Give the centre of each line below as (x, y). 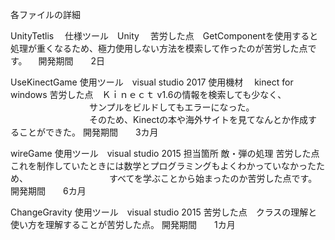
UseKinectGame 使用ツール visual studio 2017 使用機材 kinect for (152, 82)
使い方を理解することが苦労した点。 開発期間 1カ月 (123, 224)
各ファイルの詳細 (45, 14)
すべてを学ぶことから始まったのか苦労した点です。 (213, 178)
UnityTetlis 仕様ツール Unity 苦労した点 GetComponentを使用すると (164, 36)
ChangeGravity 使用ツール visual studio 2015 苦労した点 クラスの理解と (164, 212)
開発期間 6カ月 (48, 191)
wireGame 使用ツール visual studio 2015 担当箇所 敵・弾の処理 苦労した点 (165, 153)
